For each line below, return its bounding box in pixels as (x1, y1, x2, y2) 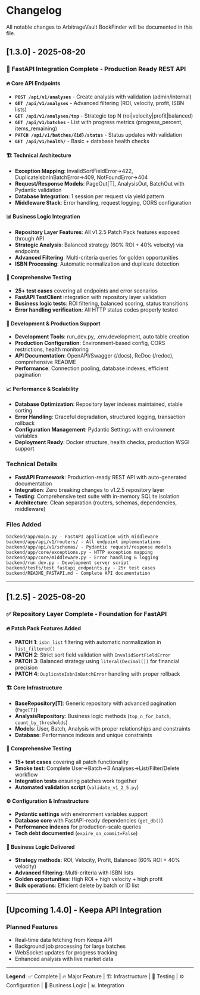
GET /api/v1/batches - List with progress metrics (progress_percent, (14, 119, 183, 126)
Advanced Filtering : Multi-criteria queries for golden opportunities (14, 254, 179, 261)
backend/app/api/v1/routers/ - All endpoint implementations (6, 539, 161, 545)
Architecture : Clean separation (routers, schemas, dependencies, (14, 499, 177, 506)
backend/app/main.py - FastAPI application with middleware (6, 534, 159, 540)
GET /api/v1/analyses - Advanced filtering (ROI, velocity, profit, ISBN (14, 100, 185, 107)
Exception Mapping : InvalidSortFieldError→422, (14, 167, 133, 174)
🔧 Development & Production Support (6, 320, 101, 327)
